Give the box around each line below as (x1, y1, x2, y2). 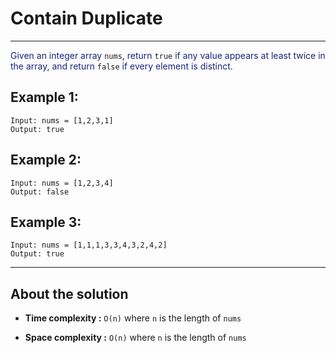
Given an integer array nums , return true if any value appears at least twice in (10, 49, 326, 61)
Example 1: (10, 89, 79, 106)
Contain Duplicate (10, 7, 163, 30)
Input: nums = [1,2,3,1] (10, 115, 114, 126)
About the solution (10, 285, 129, 302)
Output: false (10, 187, 70, 197)
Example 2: (10, 152, 82, 169)
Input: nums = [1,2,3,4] (10, 178, 114, 188)
